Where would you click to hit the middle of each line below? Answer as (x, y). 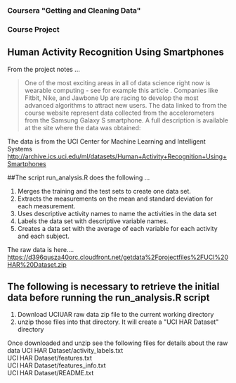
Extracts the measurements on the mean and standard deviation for (115, 199)
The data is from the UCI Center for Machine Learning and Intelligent (106, 141)
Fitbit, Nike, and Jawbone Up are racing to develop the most (111, 98)
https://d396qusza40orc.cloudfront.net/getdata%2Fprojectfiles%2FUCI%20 (118, 257)
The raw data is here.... (41, 249)
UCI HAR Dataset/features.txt (50, 358)
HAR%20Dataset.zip (37, 264)
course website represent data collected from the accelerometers (119, 113)
